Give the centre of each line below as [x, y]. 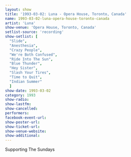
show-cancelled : [21, 109]
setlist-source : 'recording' [34, 32]
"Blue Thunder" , [26, 63]
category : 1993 [20, 95]
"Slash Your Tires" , [30, 73]
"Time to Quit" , [26, 77]
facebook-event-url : [26, 118]
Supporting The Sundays [30, 149]
